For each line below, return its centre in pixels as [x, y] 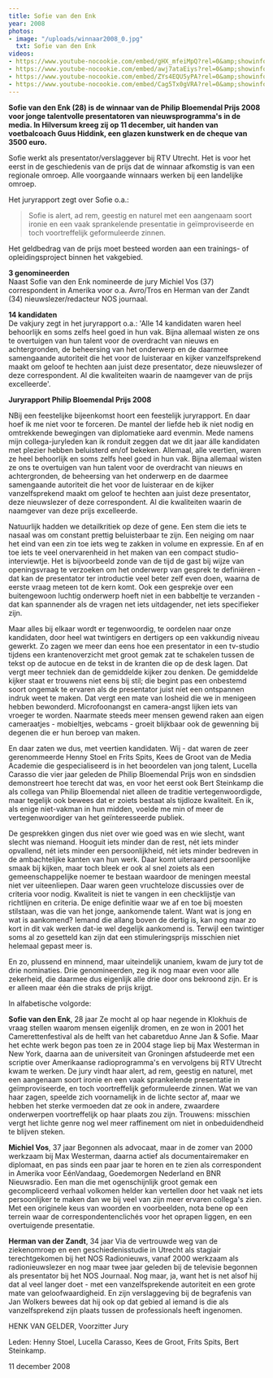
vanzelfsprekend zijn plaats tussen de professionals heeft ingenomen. [126, 1310]
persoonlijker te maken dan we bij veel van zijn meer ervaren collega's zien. [135, 1199]
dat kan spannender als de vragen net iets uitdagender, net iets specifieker [134, 604]
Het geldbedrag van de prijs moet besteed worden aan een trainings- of [129, 248]
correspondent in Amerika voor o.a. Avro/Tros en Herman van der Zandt [129, 290]
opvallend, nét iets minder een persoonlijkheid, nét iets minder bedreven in [133, 850]
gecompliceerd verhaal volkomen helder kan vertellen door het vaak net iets [136, 1191]
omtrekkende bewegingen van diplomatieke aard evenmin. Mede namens [131, 432]
